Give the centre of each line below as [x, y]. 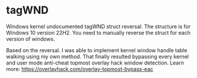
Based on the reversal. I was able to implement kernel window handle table [97, 50]
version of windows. [31, 39]
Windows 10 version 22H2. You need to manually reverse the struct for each [98, 32]
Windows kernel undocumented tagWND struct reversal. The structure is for [98, 26]
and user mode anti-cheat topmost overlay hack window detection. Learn [95, 63]
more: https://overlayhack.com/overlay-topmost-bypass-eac [80, 69]
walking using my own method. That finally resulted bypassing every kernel [98, 56]
